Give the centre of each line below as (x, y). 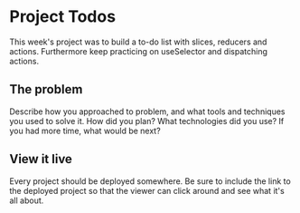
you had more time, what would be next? (85, 131)
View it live (41, 159)
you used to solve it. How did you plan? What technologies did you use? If (147, 121)
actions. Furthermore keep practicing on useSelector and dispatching (139, 51)
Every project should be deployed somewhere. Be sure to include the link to (150, 181)
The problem (46, 89)
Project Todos (62, 17)
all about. (27, 200)
